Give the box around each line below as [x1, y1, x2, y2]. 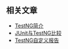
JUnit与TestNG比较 [14, 29, 62, 36]
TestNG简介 [14, 22, 44, 29]
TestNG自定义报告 [14, 37, 59, 44]
